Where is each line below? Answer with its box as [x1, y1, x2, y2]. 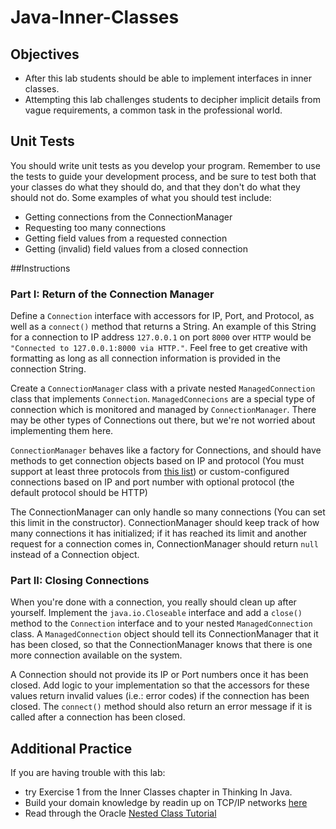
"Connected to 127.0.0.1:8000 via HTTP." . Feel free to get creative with [10, 342, 308, 354]
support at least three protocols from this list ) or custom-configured [10, 466, 290, 478]
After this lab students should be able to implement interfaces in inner [24, 72, 312, 84]
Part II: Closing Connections [10, 574, 150, 588]
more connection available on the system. [10, 649, 183, 661]
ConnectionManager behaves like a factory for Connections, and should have [10, 444, 322, 456]
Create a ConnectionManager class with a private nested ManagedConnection [10, 382, 316, 395]
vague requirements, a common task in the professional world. [24, 104, 283, 116]
